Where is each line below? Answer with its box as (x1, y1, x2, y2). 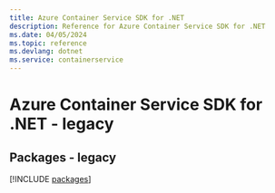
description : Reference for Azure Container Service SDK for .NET (9, 22, 266, 31)
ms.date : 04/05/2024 (9, 30, 88, 39)
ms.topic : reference (9, 38, 88, 48)
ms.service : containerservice (9, 55, 124, 64)
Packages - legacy (9, 150, 116, 165)
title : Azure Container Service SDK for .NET (9, 13, 184, 23)
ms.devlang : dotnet (9, 47, 83, 56)
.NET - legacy (9, 114, 114, 134)
